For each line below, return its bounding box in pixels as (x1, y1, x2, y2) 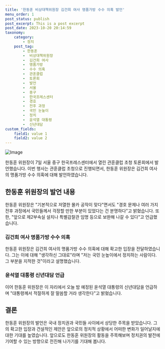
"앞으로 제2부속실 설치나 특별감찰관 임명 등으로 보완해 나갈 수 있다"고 (11, 214, 144, 220)
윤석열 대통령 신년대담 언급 (5, 272, 65, 279)
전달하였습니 (136, 246, 161, 252)
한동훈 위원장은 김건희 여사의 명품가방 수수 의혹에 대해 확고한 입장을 (5, 246, 135, 252)
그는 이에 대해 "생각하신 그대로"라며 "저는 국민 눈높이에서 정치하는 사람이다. (11, 252, 157, 258)
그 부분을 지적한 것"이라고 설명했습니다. (5, 258, 81, 264)
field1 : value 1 (14, 131, 48, 136)
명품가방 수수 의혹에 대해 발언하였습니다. (10, 172, 88, 178)
